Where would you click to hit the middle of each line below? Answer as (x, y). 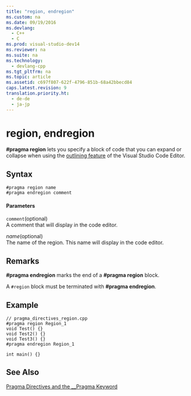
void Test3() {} (26, 339)
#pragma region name (31, 188)
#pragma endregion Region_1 (40, 344)
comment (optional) (27, 219)
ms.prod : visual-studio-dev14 (43, 45)
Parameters (21, 205)
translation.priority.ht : (37, 93)
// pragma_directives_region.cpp (47, 319)
